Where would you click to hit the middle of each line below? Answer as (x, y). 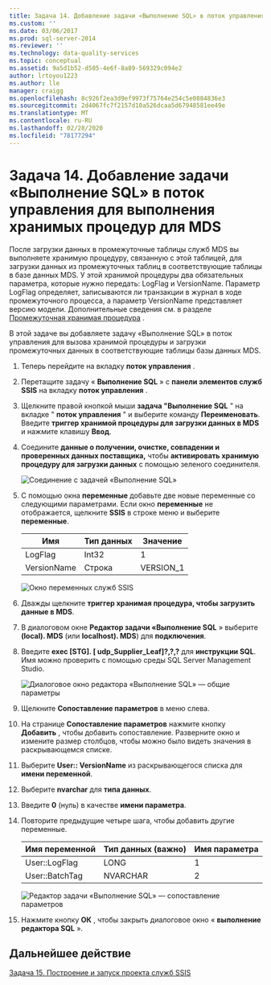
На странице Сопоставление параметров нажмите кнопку (123, 724)
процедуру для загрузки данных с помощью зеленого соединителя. (140, 464)
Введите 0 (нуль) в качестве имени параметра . (103, 805)
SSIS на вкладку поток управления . (84, 390)
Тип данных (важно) (145, 849)
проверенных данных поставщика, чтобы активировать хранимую (140, 455)
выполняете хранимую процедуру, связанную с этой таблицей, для (125, 258)
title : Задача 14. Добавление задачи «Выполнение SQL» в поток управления (137, 16)
